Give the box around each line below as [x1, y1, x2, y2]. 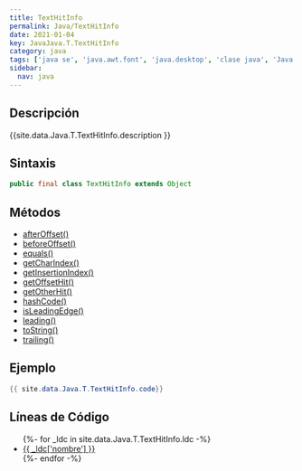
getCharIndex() [22, 258, 80, 268]
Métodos [9, 204, 61, 220]
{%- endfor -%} [22, 453, 82, 464]
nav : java [17, 72, 54, 81]
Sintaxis [9, 155, 57, 171]
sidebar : [9, 64, 42, 73]
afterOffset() [22, 229, 70, 240]
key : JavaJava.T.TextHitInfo [9, 38, 119, 48]
